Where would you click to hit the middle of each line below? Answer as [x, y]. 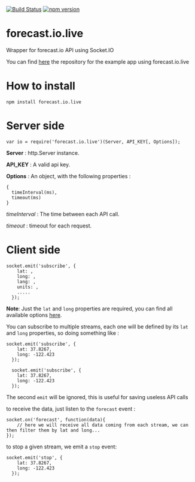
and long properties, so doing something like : [63, 333]
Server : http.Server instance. [43, 152]
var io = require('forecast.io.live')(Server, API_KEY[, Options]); [93, 142]
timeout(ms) [27, 197]
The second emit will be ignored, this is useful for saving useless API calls [97, 397]
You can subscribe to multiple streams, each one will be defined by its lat [97, 327]
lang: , [26, 282]
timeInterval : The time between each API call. [63, 214]
